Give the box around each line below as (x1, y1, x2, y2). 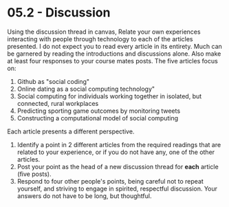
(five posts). (17, 170, 52, 178)
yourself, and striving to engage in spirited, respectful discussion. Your (17, 184, 218, 193)
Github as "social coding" (17, 77, 90, 85)
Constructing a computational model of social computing (17, 113, 179, 122)
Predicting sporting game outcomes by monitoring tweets (17, 107, 181, 115)
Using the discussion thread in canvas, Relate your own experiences (7, 28, 201, 36)
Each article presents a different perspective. (7, 127, 135, 135)
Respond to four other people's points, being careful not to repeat (17, 177, 204, 185)
